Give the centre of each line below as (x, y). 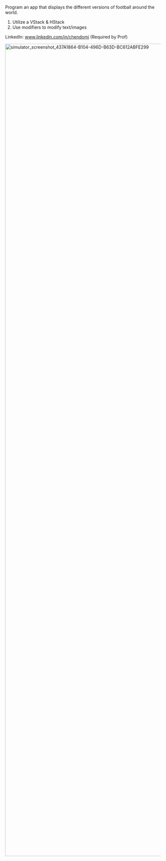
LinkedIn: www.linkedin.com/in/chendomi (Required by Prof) (66, 37)
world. (12, 12)
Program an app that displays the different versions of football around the (80, 7)
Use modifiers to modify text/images (49, 27)
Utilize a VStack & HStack (38, 22)
